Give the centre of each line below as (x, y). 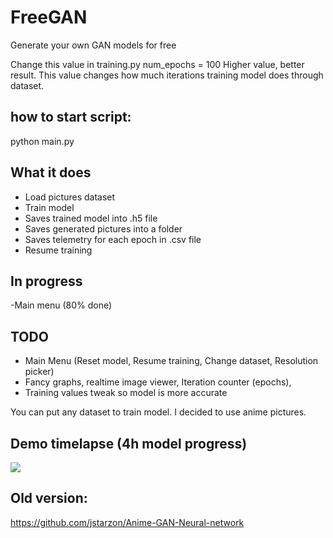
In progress (46, 281)
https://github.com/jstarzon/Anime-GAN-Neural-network (127, 522)
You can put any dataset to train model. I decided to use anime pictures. (158, 412)
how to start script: (71, 117)
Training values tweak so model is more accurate (126, 393)
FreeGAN (49, 17)
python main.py (42, 141)
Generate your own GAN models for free (93, 45)
